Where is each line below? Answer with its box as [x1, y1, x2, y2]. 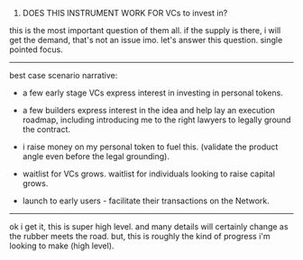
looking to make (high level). [9, 240, 115, 251]
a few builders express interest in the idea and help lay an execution [22, 105, 275, 115]
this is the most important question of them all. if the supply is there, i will [9, 25, 281, 35]
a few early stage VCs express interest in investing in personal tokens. [22, 87, 284, 98]
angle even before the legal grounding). [22, 151, 170, 161]
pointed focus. [9, 44, 63, 55]
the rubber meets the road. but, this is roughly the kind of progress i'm [9, 231, 271, 241]
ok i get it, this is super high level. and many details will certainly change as [9, 221, 289, 232]
